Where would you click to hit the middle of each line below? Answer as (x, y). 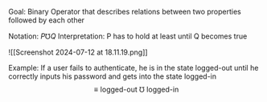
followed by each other (47, 20)
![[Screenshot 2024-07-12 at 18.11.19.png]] (78, 52)
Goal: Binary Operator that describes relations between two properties (125, 12)
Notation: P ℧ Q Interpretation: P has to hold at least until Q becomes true (128, 36)
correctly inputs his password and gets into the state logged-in (113, 76)
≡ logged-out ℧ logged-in (136, 89)
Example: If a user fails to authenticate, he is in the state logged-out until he (133, 68)
